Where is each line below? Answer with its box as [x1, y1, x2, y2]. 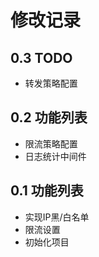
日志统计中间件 [24, 150, 87, 162]
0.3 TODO [10, 49, 73, 66]
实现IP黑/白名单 [24, 211, 90, 223]
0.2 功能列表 [10, 109, 88, 126]
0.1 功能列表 [10, 182, 84, 200]
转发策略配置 [24, 77, 78, 89]
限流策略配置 [24, 137, 78, 150]
